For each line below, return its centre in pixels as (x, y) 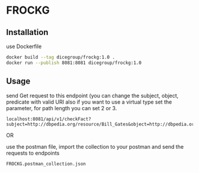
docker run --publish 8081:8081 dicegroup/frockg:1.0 (74, 63)
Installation (27, 32)
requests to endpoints (33, 153)
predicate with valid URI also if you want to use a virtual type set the (89, 102)
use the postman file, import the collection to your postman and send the (95, 146)
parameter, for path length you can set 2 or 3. (62, 108)
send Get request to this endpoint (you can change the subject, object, (92, 95)
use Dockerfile (24, 46)
